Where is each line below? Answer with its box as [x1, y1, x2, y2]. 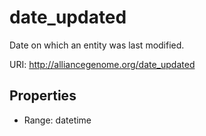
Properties [9, 87, 77, 105]
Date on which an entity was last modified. [9, 39, 185, 51]
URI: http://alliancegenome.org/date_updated [9, 58, 196, 70]
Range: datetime [23, 114, 92, 126]
